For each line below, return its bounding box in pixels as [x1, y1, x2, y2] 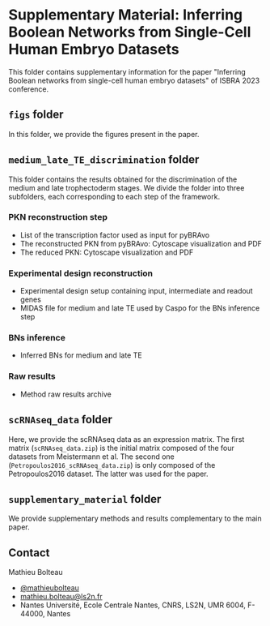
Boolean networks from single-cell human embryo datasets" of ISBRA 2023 [8, 75, 260, 85]
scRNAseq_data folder [8, 413, 113, 427]
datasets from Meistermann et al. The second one [8, 452, 175, 461]
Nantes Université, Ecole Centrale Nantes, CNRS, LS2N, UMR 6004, [19, 600, 247, 610]
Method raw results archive [19, 389, 112, 399]
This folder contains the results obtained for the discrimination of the [8, 174, 238, 184]
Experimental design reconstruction [8, 268, 154, 279]
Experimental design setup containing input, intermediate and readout [19, 286, 253, 296]
